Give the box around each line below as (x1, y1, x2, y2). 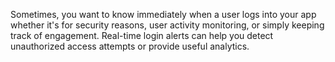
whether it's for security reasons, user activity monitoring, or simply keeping (10, 19, 325, 31)
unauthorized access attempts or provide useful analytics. (10, 40, 250, 52)
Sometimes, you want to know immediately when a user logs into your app (10, 9, 317, 20)
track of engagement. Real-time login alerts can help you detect (10, 30, 274, 41)
